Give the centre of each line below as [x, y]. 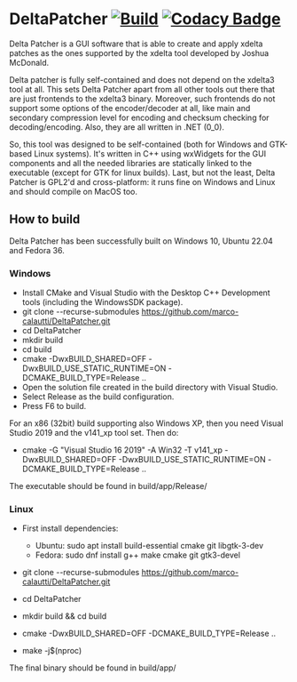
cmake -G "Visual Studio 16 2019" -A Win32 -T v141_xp [122, 450]
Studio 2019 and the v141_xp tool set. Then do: [94, 433]
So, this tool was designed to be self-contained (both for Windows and [138, 144]
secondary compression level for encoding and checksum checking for [139, 117]
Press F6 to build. [54, 406]
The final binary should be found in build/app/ [93, 668]
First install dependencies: [70, 528]
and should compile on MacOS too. [73, 191]
